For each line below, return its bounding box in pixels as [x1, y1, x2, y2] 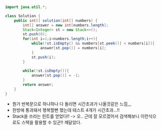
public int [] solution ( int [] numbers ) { [14, 18, 98, 23]
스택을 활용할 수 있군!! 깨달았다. [21, 119, 82, 125]
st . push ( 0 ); [23, 32, 48, 37]
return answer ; [23, 82, 54, 87]
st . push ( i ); [31, 55, 56, 60]
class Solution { [5, 13, 41, 18]
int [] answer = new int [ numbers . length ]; [23, 23, 109, 28]
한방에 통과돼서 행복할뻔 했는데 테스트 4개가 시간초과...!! [12, 107, 120, 113]
